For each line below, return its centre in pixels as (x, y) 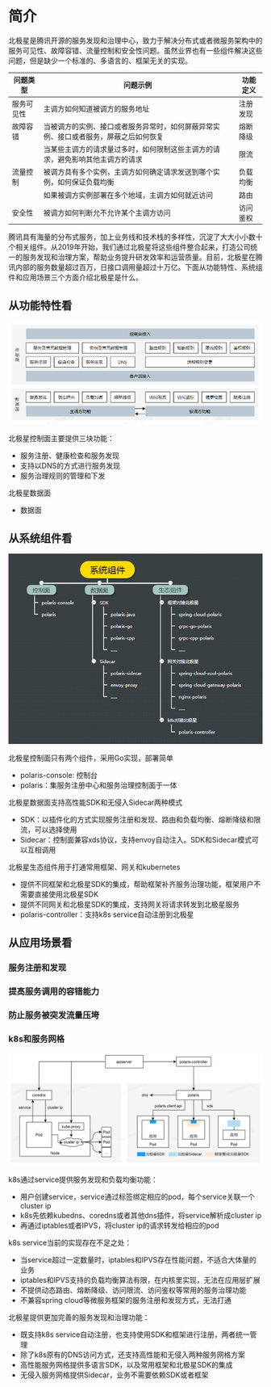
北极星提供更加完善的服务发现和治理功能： (79, 1318)
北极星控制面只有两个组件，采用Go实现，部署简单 (91, 758)
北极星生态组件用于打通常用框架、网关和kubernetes (94, 867)
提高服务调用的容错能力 (54, 991)
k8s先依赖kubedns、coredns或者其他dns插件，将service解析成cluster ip (141, 1216)
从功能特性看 (40, 305)
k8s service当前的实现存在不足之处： (70, 1243)
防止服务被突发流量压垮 (54, 1015)
